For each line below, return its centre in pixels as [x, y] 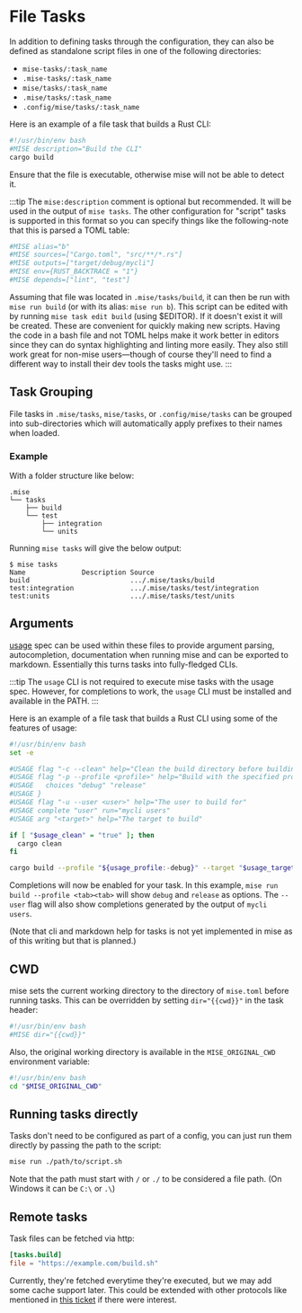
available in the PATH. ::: [54, 701]
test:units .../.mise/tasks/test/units [122, 596]
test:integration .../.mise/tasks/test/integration [134, 589]
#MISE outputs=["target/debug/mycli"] [82, 263]
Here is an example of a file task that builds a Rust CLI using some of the [144, 718]
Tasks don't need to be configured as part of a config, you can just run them [151, 1136]
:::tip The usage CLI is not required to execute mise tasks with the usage [142, 681]
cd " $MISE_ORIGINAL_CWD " [56, 1086]
